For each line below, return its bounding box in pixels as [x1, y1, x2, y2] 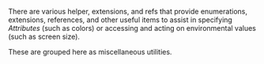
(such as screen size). [8, 32, 81, 41]
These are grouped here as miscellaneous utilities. [8, 47, 172, 56]
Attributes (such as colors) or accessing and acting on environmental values [8, 24, 257, 32]
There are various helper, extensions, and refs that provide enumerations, [8, 7, 247, 16]
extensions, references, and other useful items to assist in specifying [8, 15, 233, 24]
